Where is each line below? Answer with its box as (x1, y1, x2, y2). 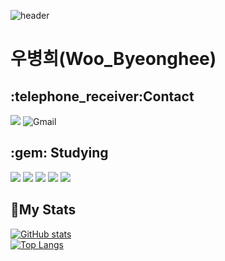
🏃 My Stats (10, 201, 77, 219)
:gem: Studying (10, 145, 109, 162)
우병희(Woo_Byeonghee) (10, 48, 217, 70)
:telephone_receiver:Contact (10, 88, 195, 105)
